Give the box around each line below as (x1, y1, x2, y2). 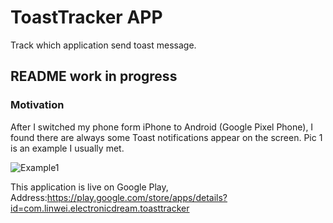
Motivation (10, 98, 65, 112)
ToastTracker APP (10, 6, 163, 29)
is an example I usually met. (10, 142, 125, 154)
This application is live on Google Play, (10, 181, 169, 193)
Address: (10, 191, 48, 203)
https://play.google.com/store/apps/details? (46, 191, 228, 203)
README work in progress (10, 68, 178, 85)
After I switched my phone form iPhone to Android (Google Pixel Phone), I (10, 121, 314, 133)
